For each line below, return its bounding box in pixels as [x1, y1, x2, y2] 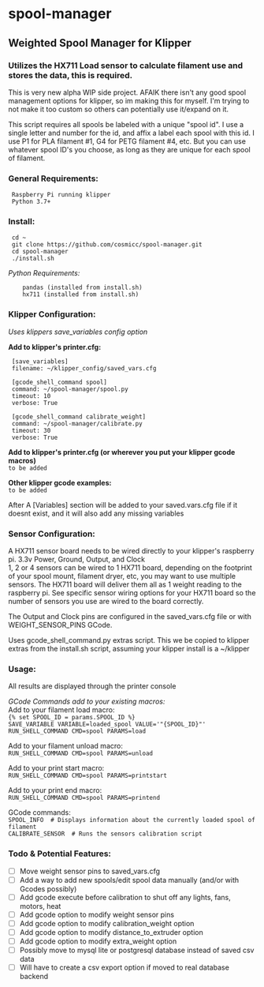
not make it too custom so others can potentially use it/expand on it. [8, 104, 229, 114]
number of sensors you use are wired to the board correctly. [8, 597, 204, 606]
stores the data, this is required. [8, 69, 132, 81]
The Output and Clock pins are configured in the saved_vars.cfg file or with [8, 612, 252, 621]
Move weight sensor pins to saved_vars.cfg [19, 866, 160, 876]
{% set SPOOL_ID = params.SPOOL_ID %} [8, 714, 136, 722]
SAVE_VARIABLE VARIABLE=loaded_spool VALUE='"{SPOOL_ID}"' [8, 720, 206, 729]
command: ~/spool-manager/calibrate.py [11, 419, 143, 427]
